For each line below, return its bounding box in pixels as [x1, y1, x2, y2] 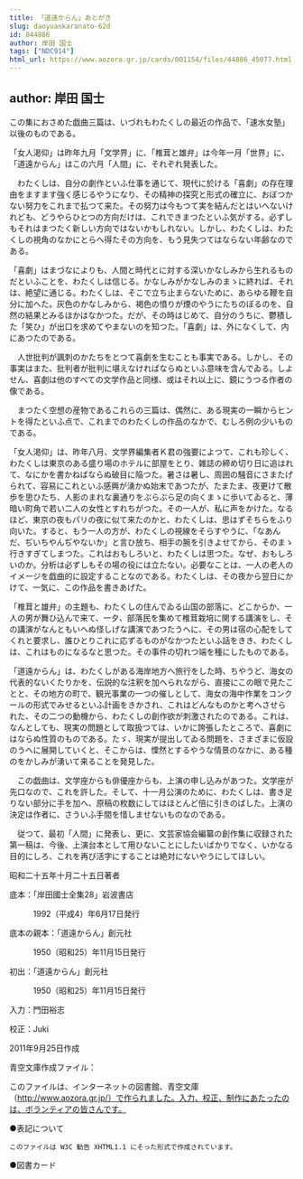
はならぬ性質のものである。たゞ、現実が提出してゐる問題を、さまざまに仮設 [9, 733, 294, 744]
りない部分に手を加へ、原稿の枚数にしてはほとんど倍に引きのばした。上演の [9, 797, 293, 809]
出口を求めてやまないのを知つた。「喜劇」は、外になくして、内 [56, 321, 289, 332]
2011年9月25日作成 [9, 1043, 80, 1053]
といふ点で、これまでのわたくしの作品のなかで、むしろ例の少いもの [40, 416, 293, 426]
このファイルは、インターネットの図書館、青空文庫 [9, 1081, 199, 1091]
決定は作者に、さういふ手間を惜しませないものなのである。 [9, 809, 231, 819]
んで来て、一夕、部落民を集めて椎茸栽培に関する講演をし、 [64, 612, 286, 623]
